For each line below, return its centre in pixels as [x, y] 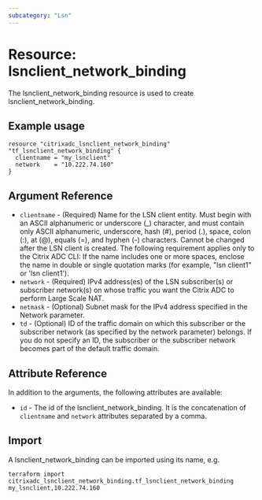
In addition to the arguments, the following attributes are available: [115, 392]
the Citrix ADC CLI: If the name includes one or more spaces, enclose [132, 257]
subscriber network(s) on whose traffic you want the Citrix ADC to [127, 290]
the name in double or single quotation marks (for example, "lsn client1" [135, 265]
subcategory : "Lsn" [40, 15]
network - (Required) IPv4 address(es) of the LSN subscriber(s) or [126, 282]
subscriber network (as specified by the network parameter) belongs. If [135, 332]
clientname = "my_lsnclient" [63, 158]
